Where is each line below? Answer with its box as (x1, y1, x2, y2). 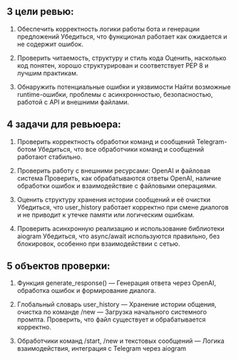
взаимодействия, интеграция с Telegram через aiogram (16, 344, 187, 353)
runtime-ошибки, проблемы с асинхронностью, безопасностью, (16, 90, 213, 98)
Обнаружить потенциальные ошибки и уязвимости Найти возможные (16, 82, 231, 91)
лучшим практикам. (16, 68, 78, 77)
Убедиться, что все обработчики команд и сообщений (37, 145, 205, 153)
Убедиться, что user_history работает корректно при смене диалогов (16, 202, 229, 211)
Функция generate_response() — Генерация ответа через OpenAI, (16, 279, 217, 287)
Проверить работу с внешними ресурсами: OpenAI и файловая (16, 166, 211, 175)
